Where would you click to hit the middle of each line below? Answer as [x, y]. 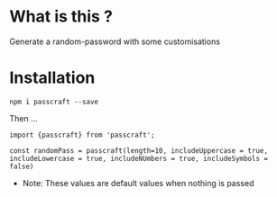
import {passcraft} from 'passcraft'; [82, 135]
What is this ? [61, 17]
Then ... [23, 118]
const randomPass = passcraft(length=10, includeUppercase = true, [139, 150]
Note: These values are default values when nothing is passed [138, 183]
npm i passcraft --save [54, 102]
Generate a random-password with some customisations [115, 41]
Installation [52, 78]
